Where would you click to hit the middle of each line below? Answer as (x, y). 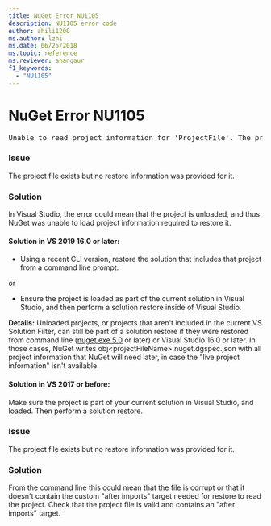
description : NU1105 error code (63, 23)
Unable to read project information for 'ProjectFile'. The (130, 137)
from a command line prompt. (69, 267)
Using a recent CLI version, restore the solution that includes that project (141, 259)
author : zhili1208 (39, 31)
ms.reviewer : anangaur (46, 61)
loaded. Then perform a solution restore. (76, 411)
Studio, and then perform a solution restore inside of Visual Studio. (131, 308)
